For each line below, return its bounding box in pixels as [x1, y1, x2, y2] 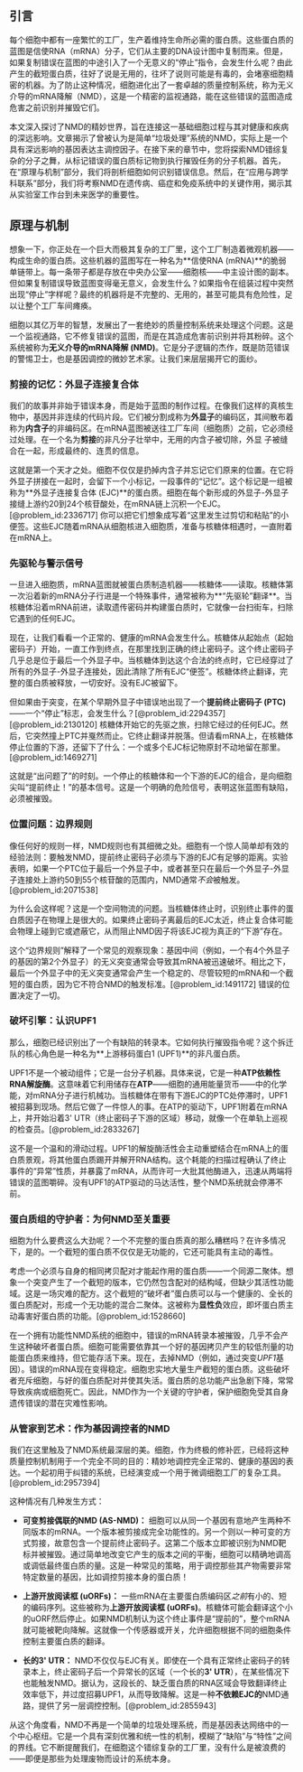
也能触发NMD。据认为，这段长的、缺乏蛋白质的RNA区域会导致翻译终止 [22, 1678, 288, 1689]
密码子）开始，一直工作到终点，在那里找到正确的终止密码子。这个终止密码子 [9, 644, 294, 655]
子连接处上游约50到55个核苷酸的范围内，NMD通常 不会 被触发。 [9, 874, 245, 885]
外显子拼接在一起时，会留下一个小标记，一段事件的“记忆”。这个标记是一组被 [9, 475, 293, 486]
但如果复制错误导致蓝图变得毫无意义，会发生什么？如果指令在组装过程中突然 [9, 277, 294, 288]
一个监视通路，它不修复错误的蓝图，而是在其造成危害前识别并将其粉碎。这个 [9, 331, 294, 341]
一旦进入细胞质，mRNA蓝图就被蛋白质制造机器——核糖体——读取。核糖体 [9, 579, 286, 590]
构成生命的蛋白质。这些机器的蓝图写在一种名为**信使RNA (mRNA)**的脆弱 [9, 255, 287, 266]
